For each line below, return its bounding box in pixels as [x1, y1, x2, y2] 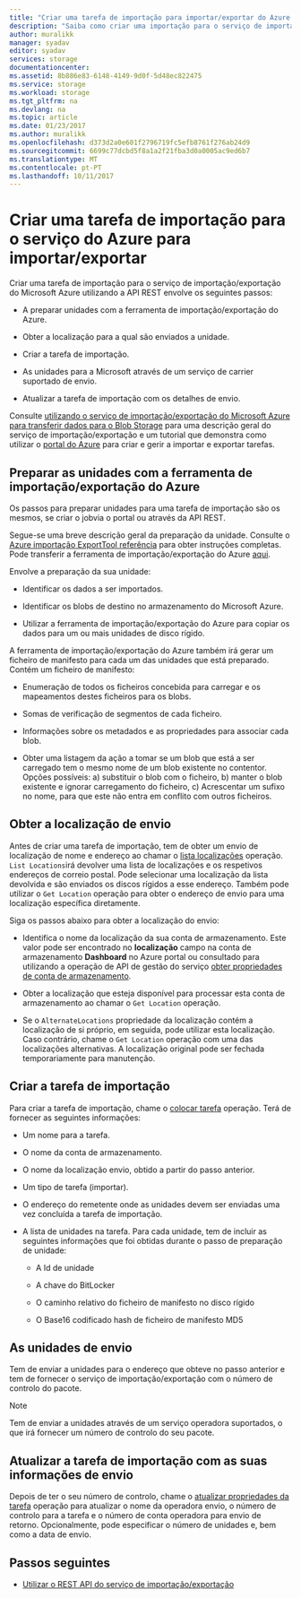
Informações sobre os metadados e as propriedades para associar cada [21, 726, 289, 736]
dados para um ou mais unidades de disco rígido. [21, 628, 205, 638]
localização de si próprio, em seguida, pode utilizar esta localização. [21, 1024, 276, 1035]
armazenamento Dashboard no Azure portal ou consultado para [21, 951, 260, 962]
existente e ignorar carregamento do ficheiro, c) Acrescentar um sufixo [21, 782, 285, 791]
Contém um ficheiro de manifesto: [9, 664, 135, 675]
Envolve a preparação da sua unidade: [9, 566, 151, 576]
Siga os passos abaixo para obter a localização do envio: [9, 915, 219, 926]
